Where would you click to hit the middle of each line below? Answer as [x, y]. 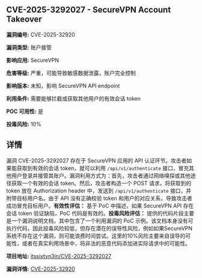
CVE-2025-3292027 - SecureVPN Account [89, 10]
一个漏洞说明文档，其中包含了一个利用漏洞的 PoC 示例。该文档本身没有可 [102, 221]
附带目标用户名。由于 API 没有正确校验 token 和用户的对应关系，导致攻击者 [99, 198]
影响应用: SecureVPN [32, 60]
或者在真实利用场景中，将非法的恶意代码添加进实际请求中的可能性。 [106, 243]
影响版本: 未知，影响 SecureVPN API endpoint [63, 85]
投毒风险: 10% [24, 124]
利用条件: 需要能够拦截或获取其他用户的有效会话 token [74, 98]
